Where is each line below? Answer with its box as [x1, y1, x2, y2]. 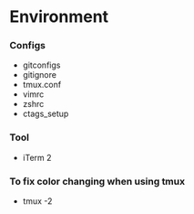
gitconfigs [22, 59, 61, 70]
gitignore [22, 70, 57, 80]
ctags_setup [22, 108, 69, 120]
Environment [9, 6, 109, 27]
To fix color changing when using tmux [9, 175, 185, 187]
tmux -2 [22, 196, 53, 207]
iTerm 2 [22, 152, 52, 163]
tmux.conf [22, 80, 62, 91]
